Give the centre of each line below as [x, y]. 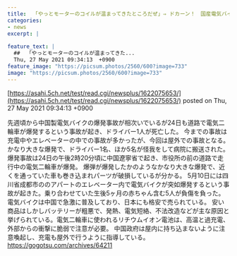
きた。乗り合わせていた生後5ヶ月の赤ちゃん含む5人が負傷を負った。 [125, 193]
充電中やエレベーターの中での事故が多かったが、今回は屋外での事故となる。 [119, 140]
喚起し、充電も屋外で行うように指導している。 [81, 237]
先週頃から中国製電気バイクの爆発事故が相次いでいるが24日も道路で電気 [113, 122]
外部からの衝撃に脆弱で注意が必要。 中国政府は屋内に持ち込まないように [113, 228]
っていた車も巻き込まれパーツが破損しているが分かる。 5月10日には [124, 175]
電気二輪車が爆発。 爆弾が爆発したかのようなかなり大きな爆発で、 [122, 166]
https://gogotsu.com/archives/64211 [60, 245]
